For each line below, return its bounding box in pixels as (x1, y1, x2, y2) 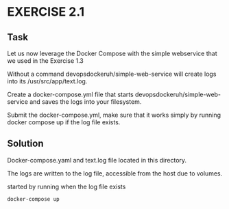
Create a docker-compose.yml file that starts (7, 90, 134, 98)
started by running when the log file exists (7, 182, 126, 191)
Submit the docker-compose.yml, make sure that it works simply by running (7, 111, 221, 119)
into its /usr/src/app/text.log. (7, 77, 88, 85)
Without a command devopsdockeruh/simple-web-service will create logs (7, 70, 217, 78)
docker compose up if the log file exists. (7, 118, 121, 126)
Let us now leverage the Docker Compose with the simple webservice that (7, 49, 217, 57)
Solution (7, 138, 44, 150)
